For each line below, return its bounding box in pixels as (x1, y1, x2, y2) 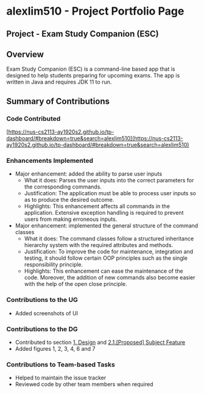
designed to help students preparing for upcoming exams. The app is (6, 72, 180, 79)
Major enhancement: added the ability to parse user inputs (15, 170, 163, 177)
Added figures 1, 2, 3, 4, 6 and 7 (15, 345, 96, 352)
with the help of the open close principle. (24, 281, 127, 288)
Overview (6, 49, 44, 59)
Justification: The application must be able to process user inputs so (24, 190, 196, 197)
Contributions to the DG (6, 324, 78, 333)
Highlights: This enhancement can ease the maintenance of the (24, 267, 184, 275)
